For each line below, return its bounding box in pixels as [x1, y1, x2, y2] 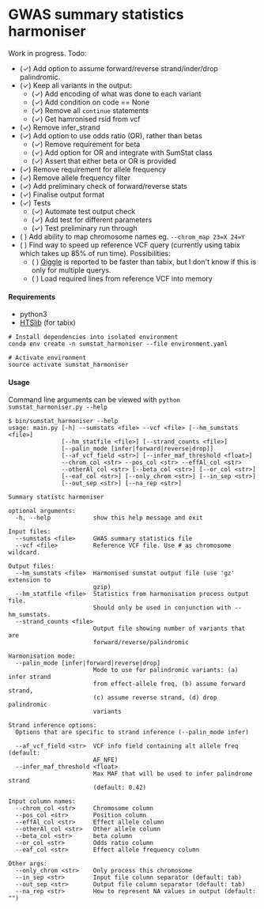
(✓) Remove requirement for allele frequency [19, 164, 167, 174]
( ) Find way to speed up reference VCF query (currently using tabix [19, 240, 241, 250]
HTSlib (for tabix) [19, 318, 77, 327]
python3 [19, 310, 47, 319]
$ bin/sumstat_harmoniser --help [8, 417, 119, 425]
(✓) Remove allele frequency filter [19, 172, 130, 183]
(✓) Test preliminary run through [31, 223, 138, 232]
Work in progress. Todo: [8, 48, 87, 58]
